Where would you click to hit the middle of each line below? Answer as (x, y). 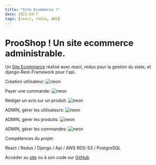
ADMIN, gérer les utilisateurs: (35, 110)
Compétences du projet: (29, 139)
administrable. (35, 53)
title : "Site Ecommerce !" (33, 10)
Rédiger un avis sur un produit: (36, 100)
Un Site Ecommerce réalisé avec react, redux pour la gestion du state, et (78, 67)
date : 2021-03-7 (22, 14)
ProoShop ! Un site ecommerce (69, 43)
